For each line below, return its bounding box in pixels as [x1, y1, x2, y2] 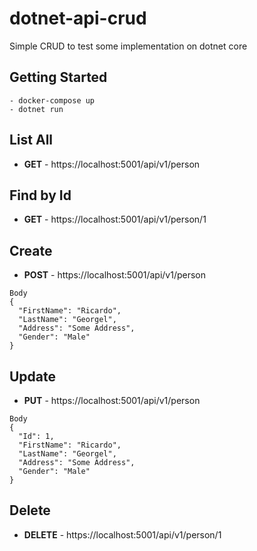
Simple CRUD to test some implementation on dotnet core [9, 40, 248, 52]
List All [9, 132, 54, 149]
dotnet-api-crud [9, 7, 147, 30]
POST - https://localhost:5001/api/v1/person [23, 269, 207, 281]
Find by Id [9, 187, 72, 204]
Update [9, 368, 57, 385]
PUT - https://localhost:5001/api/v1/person [23, 395, 201, 406]
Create [9, 242, 53, 259]
